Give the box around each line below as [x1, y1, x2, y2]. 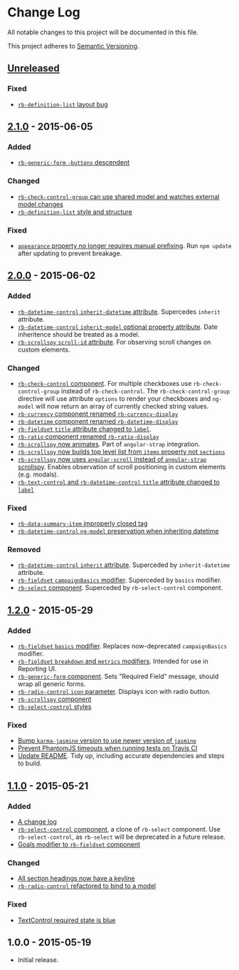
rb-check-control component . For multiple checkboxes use [17, 379, 192, 387]
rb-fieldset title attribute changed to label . [17, 424, 152, 433]
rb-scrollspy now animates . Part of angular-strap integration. [17, 439, 201, 448]
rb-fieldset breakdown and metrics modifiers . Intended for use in [17, 657, 208, 665]
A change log [17, 817, 57, 826]
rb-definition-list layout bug [17, 100, 108, 108]
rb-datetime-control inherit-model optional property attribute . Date [17, 322, 218, 331]
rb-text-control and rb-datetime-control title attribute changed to [17, 477, 221, 486]
